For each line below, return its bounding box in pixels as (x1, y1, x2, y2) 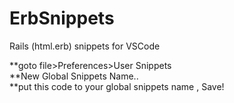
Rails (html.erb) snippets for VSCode (9, 40, 161, 52)
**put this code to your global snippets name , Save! (9, 80, 225, 92)
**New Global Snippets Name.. (9, 70, 139, 82)
